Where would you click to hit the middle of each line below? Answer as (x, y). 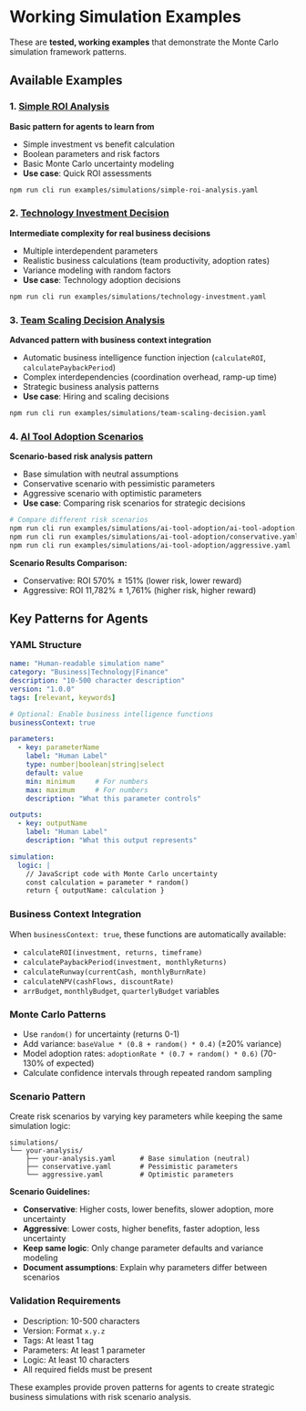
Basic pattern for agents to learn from (82, 126)
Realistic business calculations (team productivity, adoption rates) (146, 260)
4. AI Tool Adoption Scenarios (76, 436)
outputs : (26, 815)
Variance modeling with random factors (97, 270)
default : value (55, 773)
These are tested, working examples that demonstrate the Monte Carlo (144, 42)
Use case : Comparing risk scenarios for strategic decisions (134, 503)
